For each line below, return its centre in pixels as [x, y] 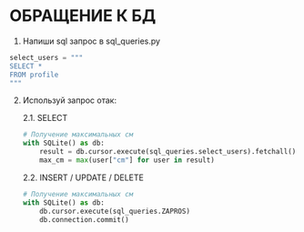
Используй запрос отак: [69, 100]
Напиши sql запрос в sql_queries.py [91, 41]
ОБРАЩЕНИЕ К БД [83, 16]
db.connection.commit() [84, 219]
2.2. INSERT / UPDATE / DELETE [83, 177]
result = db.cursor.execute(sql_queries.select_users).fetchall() [168, 152]
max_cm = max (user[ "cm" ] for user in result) [127, 160]
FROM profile [34, 75]
